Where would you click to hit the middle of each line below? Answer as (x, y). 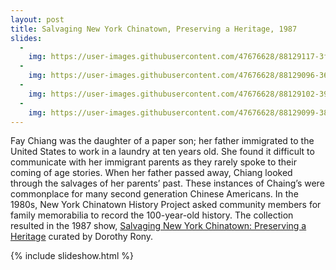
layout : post (37, 19)
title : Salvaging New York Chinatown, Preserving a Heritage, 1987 (154, 29)
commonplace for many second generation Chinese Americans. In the (154, 194)
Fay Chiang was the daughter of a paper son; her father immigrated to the (162, 141)
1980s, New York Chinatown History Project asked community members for (166, 205)
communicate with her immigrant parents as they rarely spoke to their (153, 162)
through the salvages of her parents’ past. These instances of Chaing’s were (167, 183)
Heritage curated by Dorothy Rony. (82, 237)
